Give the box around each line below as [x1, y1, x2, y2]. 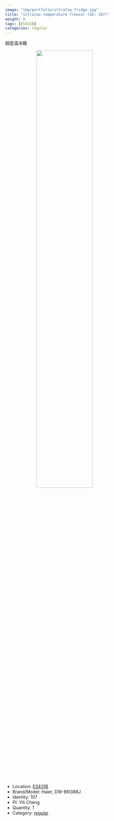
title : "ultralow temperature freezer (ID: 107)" [5, 12, 110, 17]
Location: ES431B [12, 784, 49, 790]
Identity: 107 [12, 794, 38, 800]
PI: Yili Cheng [12, 800, 40, 806]
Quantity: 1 [12, 805, 35, 811]
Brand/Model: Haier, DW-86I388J [12, 789, 81, 795]
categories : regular [5, 26, 48, 31]
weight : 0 [5, 16, 26, 21]
